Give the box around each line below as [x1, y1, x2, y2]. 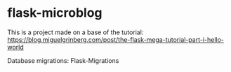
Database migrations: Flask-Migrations [7, 56, 119, 64]
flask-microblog [7, 5, 103, 21]
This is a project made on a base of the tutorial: [7, 28, 144, 36]
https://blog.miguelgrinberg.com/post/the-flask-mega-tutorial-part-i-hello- [7, 35, 225, 43]
